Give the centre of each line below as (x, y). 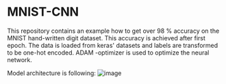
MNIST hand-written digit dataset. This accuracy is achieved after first (106, 38)
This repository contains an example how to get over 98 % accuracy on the (113, 31)
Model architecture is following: (51, 73)
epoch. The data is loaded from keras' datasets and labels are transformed (113, 45)
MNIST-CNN (43, 12)
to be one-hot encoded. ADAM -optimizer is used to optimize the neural (108, 53)
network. (20, 59)
